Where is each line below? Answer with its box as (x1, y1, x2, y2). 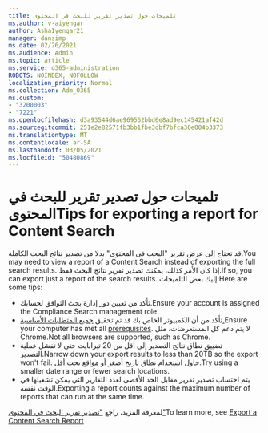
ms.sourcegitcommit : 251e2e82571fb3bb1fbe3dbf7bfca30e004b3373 (8, 123, 224, 132)
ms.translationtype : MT (8, 131, 88, 139)
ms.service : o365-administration (8, 64, 120, 72)
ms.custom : (8, 94, 45, 102)
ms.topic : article (8, 57, 70, 65)
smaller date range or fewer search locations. (19, 366, 170, 376)
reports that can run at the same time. (19, 392, 145, 402)
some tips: (8, 282, 43, 293)
